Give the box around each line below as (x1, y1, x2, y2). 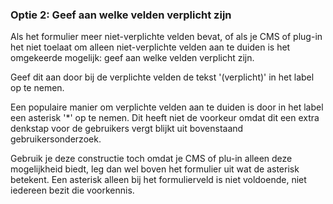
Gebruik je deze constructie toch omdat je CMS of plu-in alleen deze (10, 153, 293, 165)
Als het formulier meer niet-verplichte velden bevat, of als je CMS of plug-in (10, 31, 323, 43)
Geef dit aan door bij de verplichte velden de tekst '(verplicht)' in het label (10, 71, 315, 83)
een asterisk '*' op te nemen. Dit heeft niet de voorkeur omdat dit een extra (10, 112, 320, 124)
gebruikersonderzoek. (10, 133, 102, 145)
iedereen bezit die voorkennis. (10, 184, 135, 197)
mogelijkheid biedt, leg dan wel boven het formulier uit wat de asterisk (10, 163, 300, 175)
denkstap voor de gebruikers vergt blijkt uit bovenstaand (10, 123, 244, 135)
